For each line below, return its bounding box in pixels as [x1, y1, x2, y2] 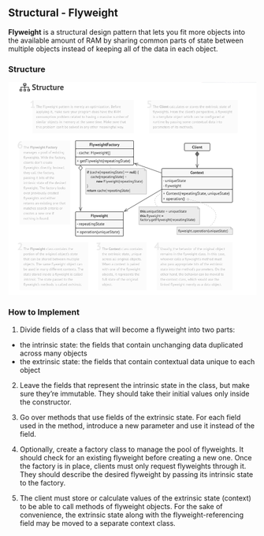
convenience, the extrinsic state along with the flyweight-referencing [19, 510, 244, 519]
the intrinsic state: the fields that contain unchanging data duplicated [19, 340, 244, 349]
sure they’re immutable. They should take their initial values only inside [19, 389, 250, 398]
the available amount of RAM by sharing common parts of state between [8, 35, 244, 45]
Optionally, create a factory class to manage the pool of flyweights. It [19, 445, 244, 454]
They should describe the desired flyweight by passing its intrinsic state [19, 469, 254, 479]
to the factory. [19, 478, 65, 487]
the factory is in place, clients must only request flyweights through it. [19, 461, 247, 471]
